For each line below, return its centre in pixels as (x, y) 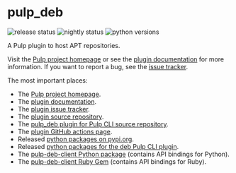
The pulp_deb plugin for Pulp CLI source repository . (93, 124)
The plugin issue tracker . (54, 109)
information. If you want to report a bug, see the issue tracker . (98, 66)
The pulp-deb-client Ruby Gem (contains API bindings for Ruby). (112, 161)
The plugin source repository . (61, 117)
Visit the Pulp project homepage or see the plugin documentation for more (116, 59)
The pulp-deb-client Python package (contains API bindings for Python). (124, 154)
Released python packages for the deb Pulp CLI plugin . (98, 146)
